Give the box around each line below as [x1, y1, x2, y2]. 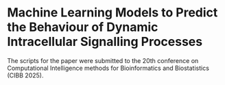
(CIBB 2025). [7, 71, 44, 80]
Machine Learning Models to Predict [7, 5, 218, 21]
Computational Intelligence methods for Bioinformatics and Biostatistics [7, 64, 209, 72]
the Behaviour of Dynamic [7, 19, 158, 35]
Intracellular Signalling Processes [7, 34, 203, 49]
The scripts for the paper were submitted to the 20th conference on [7, 56, 199, 64]
